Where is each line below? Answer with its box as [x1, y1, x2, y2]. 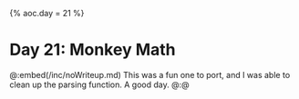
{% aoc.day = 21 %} [9, 8, 85, 18]
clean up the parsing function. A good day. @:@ [9, 79, 190, 90]
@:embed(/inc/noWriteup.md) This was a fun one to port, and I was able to [9, 69, 291, 80]
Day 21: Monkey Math [9, 40, 176, 60]
